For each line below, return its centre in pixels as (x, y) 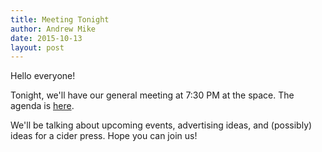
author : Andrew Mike (53, 29)
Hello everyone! (43, 76)
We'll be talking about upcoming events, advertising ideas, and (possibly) (161, 125)
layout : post (37, 47)
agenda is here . (42, 106)
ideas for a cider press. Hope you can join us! (104, 136)
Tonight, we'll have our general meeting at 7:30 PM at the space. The (152, 95)
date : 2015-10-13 (46, 38)
